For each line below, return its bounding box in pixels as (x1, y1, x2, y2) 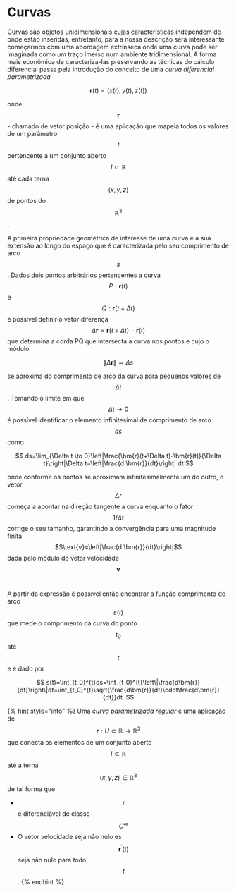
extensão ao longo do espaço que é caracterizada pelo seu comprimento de (7, 241, 229, 250)
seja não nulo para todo (17, 856, 87, 864)
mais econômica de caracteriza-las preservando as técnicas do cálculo (7, 57, 215, 66)
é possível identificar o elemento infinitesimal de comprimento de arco (7, 415, 211, 424)
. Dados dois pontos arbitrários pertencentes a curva (7, 271, 161, 279)
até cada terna (7, 174, 49, 183)
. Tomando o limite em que (7, 393, 85, 402)
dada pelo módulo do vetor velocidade (7, 554, 120, 562)
